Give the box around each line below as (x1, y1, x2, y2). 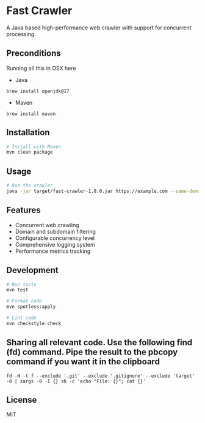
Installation (6, 127, 50, 138)
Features (6, 205, 41, 215)
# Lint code (6, 315, 37, 321)
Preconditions (6, 48, 61, 59)
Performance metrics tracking (15, 247, 91, 255)
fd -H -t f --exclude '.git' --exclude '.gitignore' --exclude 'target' (6, 373, 195, 379)
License (6, 394, 37, 405)
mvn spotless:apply (6, 304, 56, 310)
